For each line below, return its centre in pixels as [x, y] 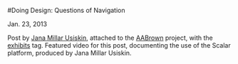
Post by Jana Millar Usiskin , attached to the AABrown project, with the [110, 38]
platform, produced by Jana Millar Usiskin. [69, 53]
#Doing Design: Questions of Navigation [66, 10]
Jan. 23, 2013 [27, 24]
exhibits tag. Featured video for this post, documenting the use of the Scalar [119, 45]
